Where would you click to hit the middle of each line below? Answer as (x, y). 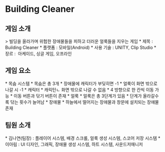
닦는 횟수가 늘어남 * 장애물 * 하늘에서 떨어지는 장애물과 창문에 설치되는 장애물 (84, 102)
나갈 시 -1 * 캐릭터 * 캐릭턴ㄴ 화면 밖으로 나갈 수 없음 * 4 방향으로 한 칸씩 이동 (80, 89)
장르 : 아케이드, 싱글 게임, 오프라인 (39, 54)
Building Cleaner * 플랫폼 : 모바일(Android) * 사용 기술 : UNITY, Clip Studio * (81, 47)
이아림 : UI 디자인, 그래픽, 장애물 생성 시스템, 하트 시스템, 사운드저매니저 (74, 144)
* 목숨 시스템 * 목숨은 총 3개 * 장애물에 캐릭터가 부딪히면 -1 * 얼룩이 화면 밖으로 (81, 83)
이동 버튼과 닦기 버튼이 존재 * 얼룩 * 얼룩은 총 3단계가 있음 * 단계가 (78, 96)
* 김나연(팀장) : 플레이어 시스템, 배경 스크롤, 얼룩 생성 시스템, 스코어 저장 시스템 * (83, 138)
